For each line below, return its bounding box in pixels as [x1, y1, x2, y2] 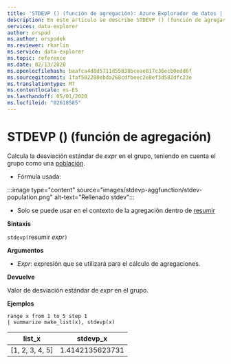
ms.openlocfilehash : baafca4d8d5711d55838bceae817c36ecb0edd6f [7, 67, 192, 74]
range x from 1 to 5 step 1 [7, 312, 88, 319]
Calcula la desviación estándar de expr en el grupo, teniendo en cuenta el [7, 152, 216, 160]
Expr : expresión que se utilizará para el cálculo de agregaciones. [16, 259, 201, 268]
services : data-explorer [7, 23, 78, 30]
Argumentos [7, 246, 44, 254]
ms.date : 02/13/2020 [7, 61, 67, 68]
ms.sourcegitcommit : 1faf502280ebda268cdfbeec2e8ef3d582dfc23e [7, 73, 192, 81]
